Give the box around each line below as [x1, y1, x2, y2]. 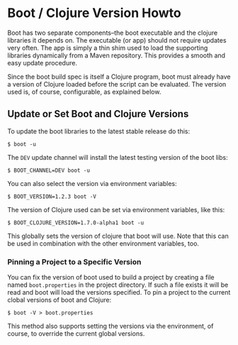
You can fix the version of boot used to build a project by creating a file [7, 273, 215, 282]
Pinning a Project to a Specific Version [7, 257, 142, 267]
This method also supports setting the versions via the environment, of [7, 322, 214, 331]
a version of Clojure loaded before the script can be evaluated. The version [7, 80, 227, 88]
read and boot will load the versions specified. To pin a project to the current [7, 288, 231, 297]
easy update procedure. [7, 58, 78, 67]
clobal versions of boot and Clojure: [7, 296, 112, 305]
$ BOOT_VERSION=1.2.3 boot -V [7, 193, 97, 200]
